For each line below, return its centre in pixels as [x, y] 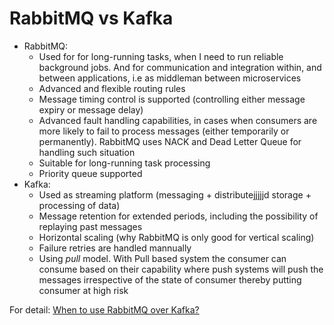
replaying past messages [90, 226]
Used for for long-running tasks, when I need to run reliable [161, 56]
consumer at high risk [83, 290]
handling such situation [87, 152]
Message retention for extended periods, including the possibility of [178, 216]
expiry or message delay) [91, 109]
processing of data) [79, 205]
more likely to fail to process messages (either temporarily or [164, 131]
